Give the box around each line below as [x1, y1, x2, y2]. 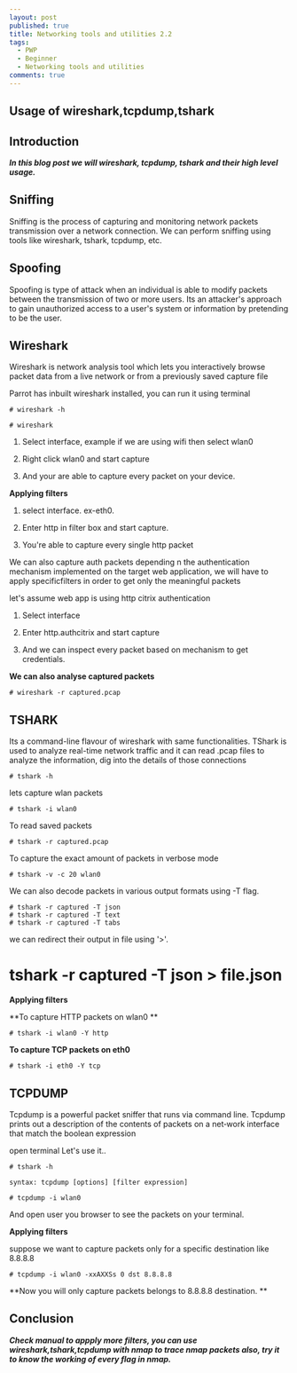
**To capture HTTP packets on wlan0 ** [9, 1012, 159, 1022]
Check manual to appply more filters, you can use [9, 1335, 198, 1345]
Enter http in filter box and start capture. [21, 523, 169, 533]
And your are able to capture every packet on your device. [21, 471, 236, 482]
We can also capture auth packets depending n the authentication [9, 556, 250, 568]
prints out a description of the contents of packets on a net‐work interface [9, 1118, 280, 1129]
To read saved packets [9, 820, 93, 831]
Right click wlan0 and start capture [21, 454, 150, 464]
